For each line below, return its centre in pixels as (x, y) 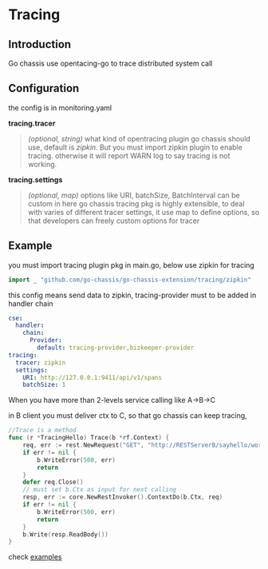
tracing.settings (35, 179)
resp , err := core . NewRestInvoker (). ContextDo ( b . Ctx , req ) (123, 497)
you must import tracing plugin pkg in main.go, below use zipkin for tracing (132, 265)
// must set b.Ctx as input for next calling (100, 490)
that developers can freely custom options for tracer (114, 221)
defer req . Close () (53, 482)
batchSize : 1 (44, 385)
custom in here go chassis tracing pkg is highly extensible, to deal (136, 203)
